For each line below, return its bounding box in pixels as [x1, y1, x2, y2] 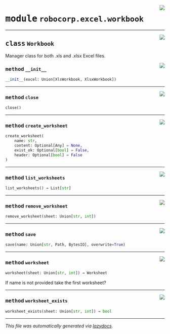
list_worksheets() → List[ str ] [5, 186, 71, 191]
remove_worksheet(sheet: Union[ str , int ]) [5, 214, 96, 219]
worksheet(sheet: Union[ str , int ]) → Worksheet [5, 270, 108, 276]
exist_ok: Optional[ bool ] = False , [14, 148, 90, 153]
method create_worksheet [5, 123, 68, 129]
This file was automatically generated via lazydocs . [5, 323, 113, 329]
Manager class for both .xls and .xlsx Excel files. [5, 52, 106, 58]
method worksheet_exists [5, 297, 68, 305]
